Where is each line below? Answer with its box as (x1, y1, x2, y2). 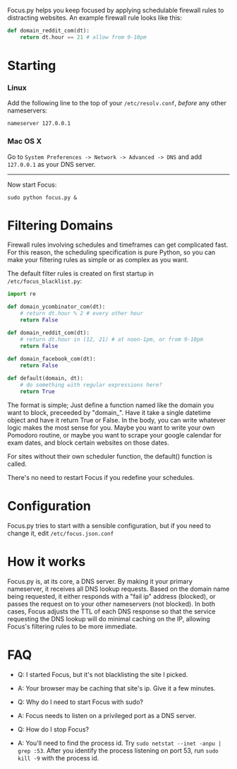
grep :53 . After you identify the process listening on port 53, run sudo (17, 746, 219, 755)
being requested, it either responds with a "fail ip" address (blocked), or (7, 592, 217, 600)
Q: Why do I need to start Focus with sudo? (17, 698, 143, 706)
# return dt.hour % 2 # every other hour (20, 310, 143, 317)
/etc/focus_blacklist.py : (7, 277, 83, 286)
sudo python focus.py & (7, 194, 78, 201)
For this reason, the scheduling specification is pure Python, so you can (7, 248, 216, 257)
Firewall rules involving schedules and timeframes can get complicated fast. (7, 240, 229, 250)
